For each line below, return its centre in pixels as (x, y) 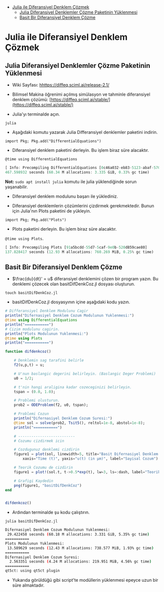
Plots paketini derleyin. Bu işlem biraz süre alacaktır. (64, 229)
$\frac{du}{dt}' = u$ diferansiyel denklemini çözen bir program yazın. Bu (85, 279)
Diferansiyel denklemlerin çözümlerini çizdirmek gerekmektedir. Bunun (83, 206)
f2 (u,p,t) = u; (29, 365)
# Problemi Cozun (31, 414)
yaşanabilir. (17, 187)
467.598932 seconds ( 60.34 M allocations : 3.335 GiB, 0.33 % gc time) (77, 172)
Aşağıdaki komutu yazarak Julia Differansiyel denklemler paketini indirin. (85, 132)
